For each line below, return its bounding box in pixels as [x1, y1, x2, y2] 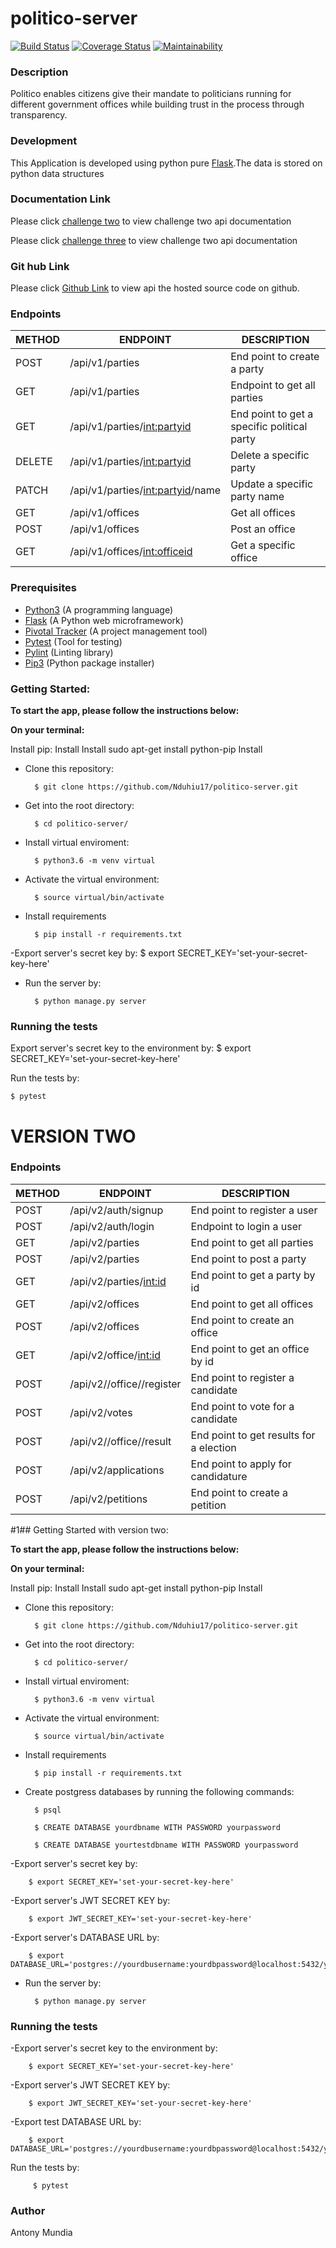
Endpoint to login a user [190, 1219, 303, 1233]
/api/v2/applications [69, 1463, 165, 1477]
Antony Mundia [10, 2227, 73, 2239]
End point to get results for [190, 1428, 316, 1442]
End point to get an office [190, 1342, 310, 1356]
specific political [230, 420, 308, 434]
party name [230, 490, 285, 504]
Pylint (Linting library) [24, 646, 114, 658]
